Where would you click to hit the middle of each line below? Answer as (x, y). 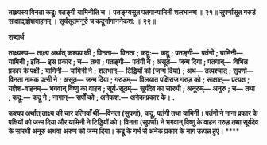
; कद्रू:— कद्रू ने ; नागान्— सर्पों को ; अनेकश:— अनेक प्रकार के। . (91, 97)
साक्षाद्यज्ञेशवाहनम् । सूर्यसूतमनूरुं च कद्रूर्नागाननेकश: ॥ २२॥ (82, 21)
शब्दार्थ (16, 37)
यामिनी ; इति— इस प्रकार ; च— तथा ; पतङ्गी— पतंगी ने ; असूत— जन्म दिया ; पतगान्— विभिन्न (128, 62)
